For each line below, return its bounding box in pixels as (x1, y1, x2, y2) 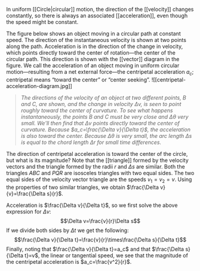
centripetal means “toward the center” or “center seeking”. (6, 76, 150, 83)
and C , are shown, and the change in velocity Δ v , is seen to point (20, 100, 181, 107)
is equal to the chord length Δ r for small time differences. (20, 138, 162, 146)
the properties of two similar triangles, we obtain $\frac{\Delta (6, 183, 159, 191)
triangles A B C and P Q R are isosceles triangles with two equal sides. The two (6, 169, 195, 176)
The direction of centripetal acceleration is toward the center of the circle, (6, 150, 188, 157)
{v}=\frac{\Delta (6, 189, 46, 197)
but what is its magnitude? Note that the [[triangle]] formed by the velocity (6, 156, 189, 164)
